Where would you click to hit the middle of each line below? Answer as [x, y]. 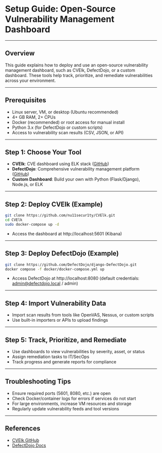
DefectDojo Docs [29, 445]
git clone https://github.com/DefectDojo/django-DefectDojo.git [71, 265]
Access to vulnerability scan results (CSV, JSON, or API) [68, 132]
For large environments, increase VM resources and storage [72, 404]
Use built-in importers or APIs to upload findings [60, 320]
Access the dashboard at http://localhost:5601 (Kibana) [67, 234]
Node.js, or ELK [27, 185]
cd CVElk [14, 220]
